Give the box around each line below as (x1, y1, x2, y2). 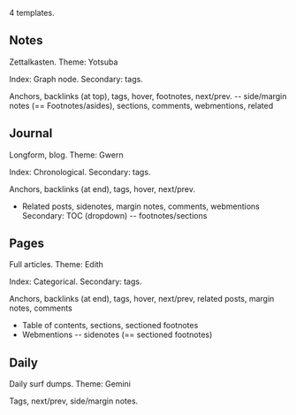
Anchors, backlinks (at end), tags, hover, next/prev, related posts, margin (9, 294, 275, 304)
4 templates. (9, 8, 55, 18)
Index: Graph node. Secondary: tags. (9, 73, 143, 84)
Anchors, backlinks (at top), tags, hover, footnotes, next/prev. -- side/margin (9, 90, 287, 101)
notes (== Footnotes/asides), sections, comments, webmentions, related (9, 100, 274, 111)
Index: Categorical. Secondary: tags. (9, 276, 142, 287)
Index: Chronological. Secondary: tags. (9, 166, 151, 177)
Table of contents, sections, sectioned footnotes (21, 320, 199, 331)
